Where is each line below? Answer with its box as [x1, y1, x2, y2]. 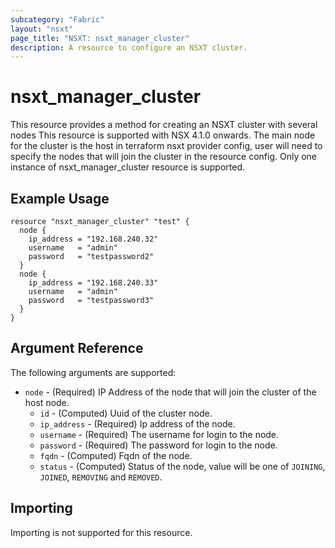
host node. [24, 396, 70, 408]
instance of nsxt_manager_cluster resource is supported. [10, 161, 246, 173]
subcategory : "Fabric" [10, 14, 105, 25]
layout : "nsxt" [10, 24, 74, 34]
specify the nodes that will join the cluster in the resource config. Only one [10, 151, 318, 163]
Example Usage [10, 190, 110, 207]
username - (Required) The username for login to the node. [39, 428, 280, 440]
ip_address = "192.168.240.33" [28, 278, 159, 288]
